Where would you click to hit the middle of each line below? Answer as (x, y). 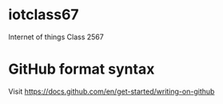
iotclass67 (44, 15)
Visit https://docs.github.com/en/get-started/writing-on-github (111, 91)
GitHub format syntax (82, 69)
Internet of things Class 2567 (56, 37)
